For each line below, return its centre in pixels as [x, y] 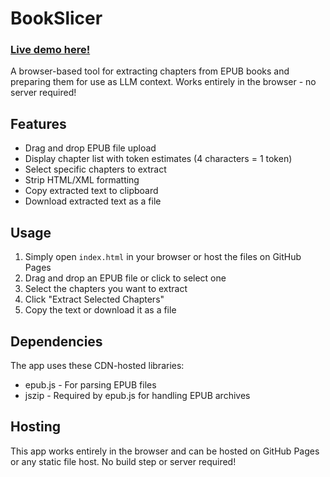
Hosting [36, 427]
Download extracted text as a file [93, 201]
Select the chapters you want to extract [106, 289]
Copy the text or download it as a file [100, 310]
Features [38, 123]
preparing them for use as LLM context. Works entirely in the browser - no [163, 82]
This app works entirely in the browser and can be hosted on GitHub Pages [165, 451]
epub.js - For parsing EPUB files [90, 384]
